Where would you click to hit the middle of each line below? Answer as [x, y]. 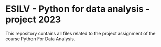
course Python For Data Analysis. [40, 39]
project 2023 [33, 20]
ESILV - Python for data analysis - [77, 9]
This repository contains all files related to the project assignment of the [80, 33]
